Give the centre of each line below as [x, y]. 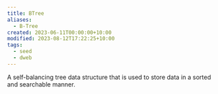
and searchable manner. [41, 84]
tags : [15, 45]
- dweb [23, 58]
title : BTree [26, 13]
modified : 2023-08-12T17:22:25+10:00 [61, 39]
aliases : [20, 20]
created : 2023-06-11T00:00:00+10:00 [59, 32]
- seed [23, 52]
